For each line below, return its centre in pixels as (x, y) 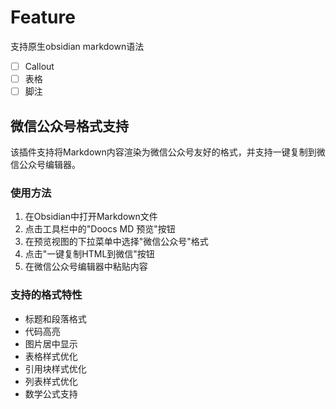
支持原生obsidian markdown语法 (77, 46)
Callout (39, 66)
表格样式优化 (51, 356)
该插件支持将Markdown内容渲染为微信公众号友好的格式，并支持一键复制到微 (168, 152)
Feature (43, 17)
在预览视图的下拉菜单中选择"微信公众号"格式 (116, 242)
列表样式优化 (51, 381)
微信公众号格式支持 (69, 126)
